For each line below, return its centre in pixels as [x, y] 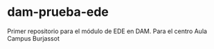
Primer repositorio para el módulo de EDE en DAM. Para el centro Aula [107, 31]
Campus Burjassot [34, 38]
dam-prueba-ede [58, 12]
